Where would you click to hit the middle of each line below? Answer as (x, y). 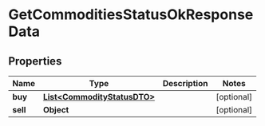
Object (56, 110)
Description (185, 83)
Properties (35, 61)
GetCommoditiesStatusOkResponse (131, 15)
